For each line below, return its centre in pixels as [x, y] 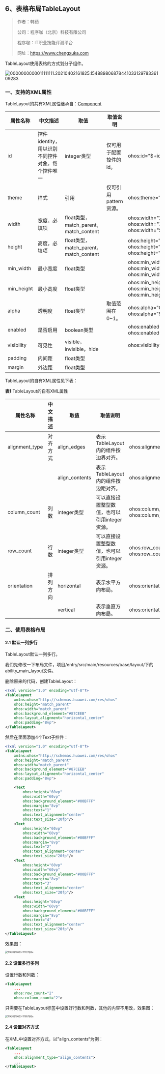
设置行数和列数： [22, 975]
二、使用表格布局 [25, 630]
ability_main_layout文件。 [31, 671]
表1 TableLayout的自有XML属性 [37, 391]
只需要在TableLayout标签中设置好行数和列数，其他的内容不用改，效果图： [80, 1008]
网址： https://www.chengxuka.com [53, 53]
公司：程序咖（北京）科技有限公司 [52, 32]
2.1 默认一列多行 [21, 642]
